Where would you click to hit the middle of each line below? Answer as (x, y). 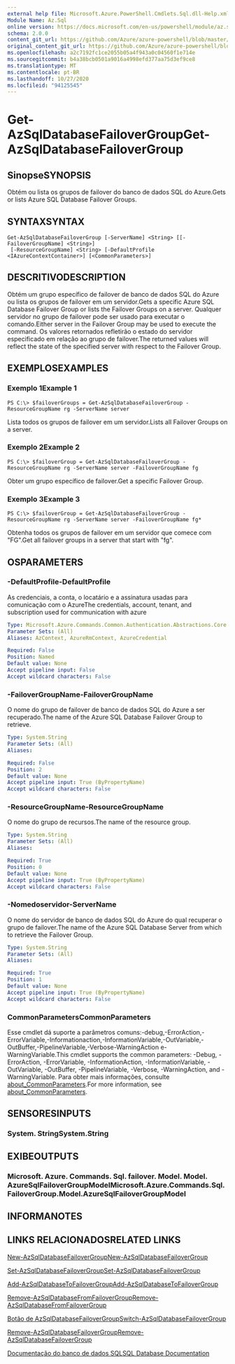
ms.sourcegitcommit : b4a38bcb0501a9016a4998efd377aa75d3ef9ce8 (101, 59)
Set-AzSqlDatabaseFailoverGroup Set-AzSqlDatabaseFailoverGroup (104, 1270)
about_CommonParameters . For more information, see (85, 1084)
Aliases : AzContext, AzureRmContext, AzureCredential (87, 638)
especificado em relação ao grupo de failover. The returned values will (108, 339)
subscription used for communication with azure (77, 612)
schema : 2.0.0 (28, 33)
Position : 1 (24, 980)
